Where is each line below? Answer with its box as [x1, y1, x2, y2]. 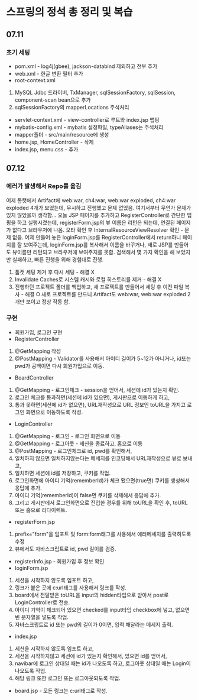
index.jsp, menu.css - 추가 [14, 145, 79, 153]
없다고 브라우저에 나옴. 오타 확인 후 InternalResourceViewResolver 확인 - [12, 226, 183, 234]
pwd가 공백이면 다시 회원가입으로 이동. [14, 362, 105, 370]
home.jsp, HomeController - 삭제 [14, 138, 94, 145]
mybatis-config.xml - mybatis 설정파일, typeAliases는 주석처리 [14, 124, 164, 131]
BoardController [14, 374, 54, 381]
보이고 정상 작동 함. [25, 298, 70, 305]
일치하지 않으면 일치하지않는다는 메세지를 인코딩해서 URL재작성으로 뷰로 [14, 455, 182, 462]
